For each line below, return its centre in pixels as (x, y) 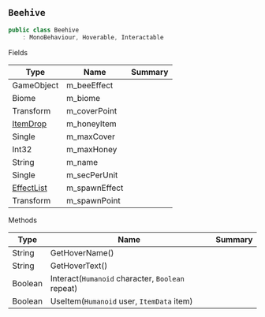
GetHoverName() (82, 252)
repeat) (64, 288)
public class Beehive (44, 30)
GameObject (35, 85)
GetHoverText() (79, 266)
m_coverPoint (91, 110)
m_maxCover (91, 136)
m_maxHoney (91, 149)
